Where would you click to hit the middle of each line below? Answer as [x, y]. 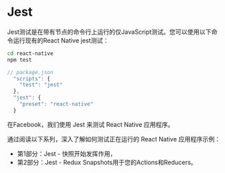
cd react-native [30, 53]
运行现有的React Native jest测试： [61, 40]
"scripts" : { [32, 79]
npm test [20, 60]
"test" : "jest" [41, 85]
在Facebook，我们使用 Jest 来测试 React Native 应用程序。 [91, 124]
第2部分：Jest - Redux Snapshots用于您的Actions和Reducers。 [107, 162]
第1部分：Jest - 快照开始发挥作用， [67, 153]
